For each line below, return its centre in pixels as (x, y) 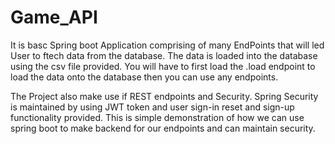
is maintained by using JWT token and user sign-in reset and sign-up (152, 107)
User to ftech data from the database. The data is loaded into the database (164, 55)
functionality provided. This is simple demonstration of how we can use (157, 117)
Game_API (54, 17)
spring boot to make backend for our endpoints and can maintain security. (163, 128)
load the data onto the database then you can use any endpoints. (144, 77)
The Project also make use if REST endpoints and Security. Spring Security (164, 96)
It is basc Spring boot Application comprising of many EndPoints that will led (167, 45)
